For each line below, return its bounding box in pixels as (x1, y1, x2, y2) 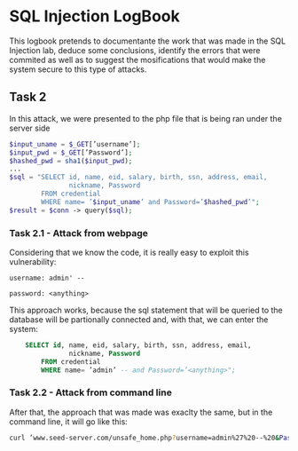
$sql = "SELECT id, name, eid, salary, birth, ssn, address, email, (9, 173, 268, 182)
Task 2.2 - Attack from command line (9, 386, 173, 399)
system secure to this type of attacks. (9, 64, 147, 75)
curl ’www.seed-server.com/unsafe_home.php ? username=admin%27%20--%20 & (9, 433, 279, 442)
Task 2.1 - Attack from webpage (9, 226, 149, 239)
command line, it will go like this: (9, 415, 129, 427)
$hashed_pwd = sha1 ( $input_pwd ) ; (9, 156, 133, 165)
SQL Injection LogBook (9, 6, 180, 27)
